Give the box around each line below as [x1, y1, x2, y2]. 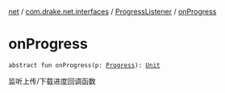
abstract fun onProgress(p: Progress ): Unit [8, 61, 160, 69]
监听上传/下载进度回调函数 [8, 76, 97, 86]
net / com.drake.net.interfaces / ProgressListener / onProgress [8, 7, 217, 16]
